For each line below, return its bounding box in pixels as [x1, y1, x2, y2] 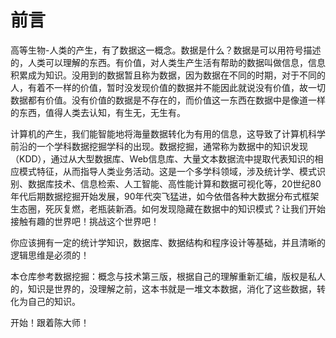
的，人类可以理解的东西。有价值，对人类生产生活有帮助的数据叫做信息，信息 [10, 56, 326, 68]
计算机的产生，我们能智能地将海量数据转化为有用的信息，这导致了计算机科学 [10, 127, 326, 140]
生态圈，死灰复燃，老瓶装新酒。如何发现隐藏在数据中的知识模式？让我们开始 [10, 202, 326, 215]
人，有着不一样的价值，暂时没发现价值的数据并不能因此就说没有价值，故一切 [10, 81, 326, 93]
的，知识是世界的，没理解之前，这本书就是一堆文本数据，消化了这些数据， [10, 282, 317, 295]
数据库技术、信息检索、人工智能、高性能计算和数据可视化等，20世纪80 [27, 177, 322, 190]
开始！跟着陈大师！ [10, 316, 90, 328]
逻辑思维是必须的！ [10, 249, 90, 261]
